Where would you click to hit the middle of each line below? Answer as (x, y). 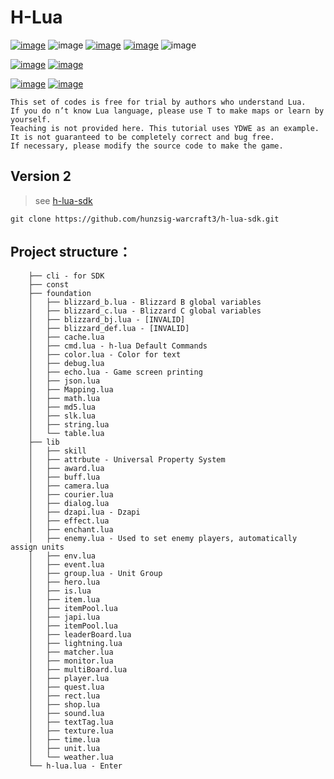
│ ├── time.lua (64, 739)
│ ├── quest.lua (66, 687)
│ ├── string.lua (69, 424)
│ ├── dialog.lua (69, 503)
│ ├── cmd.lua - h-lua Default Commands (118, 346)
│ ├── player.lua (69, 678)
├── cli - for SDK (66, 276)
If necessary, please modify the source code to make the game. (147, 146)
